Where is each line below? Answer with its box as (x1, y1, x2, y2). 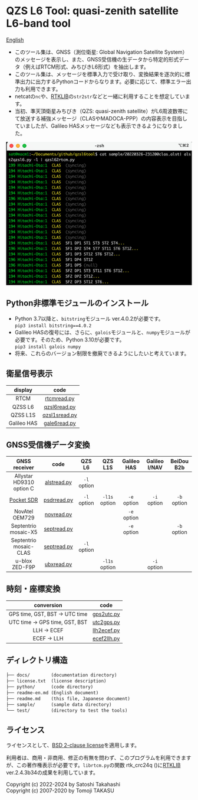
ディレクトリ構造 (6, 655, 68, 665)
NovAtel (14, 508, 34, 515)
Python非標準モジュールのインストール (6, 298, 149, 308)
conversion (34, 601, 62, 609)
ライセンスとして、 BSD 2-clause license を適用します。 (6, 742, 140, 749)
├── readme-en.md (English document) (6, 690, 99, 695)
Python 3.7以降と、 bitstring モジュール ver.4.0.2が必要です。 (14, 315, 164, 322)
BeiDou (170, 457, 189, 464)
